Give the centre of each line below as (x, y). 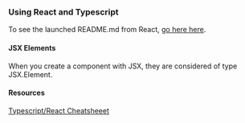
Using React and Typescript (63, 12)
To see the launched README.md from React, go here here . (107, 30)
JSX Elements (32, 47)
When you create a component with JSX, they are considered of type (123, 66)
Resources (27, 93)
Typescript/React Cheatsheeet (59, 110)
